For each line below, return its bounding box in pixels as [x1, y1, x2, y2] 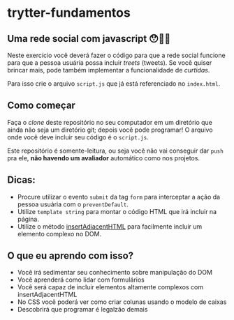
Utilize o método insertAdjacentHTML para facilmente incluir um [17, 222, 203, 231]
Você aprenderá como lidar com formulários [17, 275, 145, 284]
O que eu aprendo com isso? [7, 250, 134, 262]
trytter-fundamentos [7, 5, 131, 21]
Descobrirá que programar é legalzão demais [17, 305, 148, 314]
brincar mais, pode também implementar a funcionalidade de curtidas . [7, 66, 210, 74]
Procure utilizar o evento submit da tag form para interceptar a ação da [17, 192, 221, 201]
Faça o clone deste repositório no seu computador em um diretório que [7, 118, 213, 126]
